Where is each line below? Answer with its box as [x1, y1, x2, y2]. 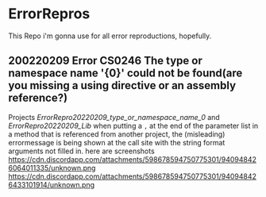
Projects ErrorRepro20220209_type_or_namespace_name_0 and [8, 112, 220, 122]
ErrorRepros [8, 5, 91, 23]
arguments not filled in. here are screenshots [8, 146, 155, 156]
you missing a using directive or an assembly [8, 79, 237, 92]
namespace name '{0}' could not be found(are [8, 67, 243, 80]
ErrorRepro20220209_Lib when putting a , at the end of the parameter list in [8, 121, 259, 130]
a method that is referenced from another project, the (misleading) [8, 129, 226, 139]
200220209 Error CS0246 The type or [8, 54, 202, 68]
